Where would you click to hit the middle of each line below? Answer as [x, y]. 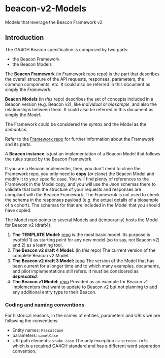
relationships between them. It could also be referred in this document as [79, 109]
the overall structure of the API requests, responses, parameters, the [75, 79]
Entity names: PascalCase [38, 330]
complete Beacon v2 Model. [41, 255]
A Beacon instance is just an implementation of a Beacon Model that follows [83, 153]
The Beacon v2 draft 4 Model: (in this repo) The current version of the [84, 250]
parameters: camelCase [35, 335]
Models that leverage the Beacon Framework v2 [54, 22]
